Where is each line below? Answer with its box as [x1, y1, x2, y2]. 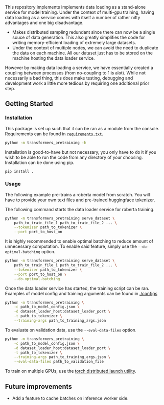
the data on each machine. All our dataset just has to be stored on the [12, 50, 153, 56]
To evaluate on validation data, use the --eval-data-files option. [5, 327, 137, 333]
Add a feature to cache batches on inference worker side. [12, 395, 129, 401]
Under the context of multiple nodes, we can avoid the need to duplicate [12, 45, 158, 50]
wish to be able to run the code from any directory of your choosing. [5, 154, 143, 160]
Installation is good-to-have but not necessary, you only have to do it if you [5, 149, 157, 155]
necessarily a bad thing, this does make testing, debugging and [5, 75, 133, 81]
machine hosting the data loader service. [12, 55, 95, 61]
